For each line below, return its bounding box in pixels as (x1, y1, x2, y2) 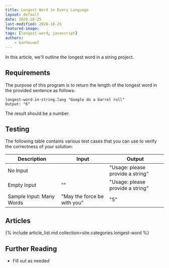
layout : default (5, 12, 39, 17)
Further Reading (5, 244, 57, 253)
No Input (8, 167, 29, 174)
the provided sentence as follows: (5, 87, 75, 93)
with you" (61, 199, 84, 207)
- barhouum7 (14, 40, 39, 45)
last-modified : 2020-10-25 (5, 21, 62, 27)
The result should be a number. (5, 110, 70, 116)
